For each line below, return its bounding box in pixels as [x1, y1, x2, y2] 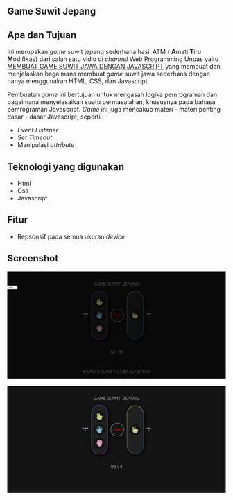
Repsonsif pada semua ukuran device [17, 232, 126, 241]
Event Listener [17, 126, 59, 135]
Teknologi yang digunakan [7, 161, 125, 173]
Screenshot [7, 252, 59, 264]
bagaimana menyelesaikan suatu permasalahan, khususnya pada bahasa [7, 98, 216, 106]
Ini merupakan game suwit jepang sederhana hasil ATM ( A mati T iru [7, 48, 202, 56]
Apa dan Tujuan [7, 29, 77, 41]
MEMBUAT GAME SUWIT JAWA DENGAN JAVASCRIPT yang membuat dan [7, 62, 221, 71]
